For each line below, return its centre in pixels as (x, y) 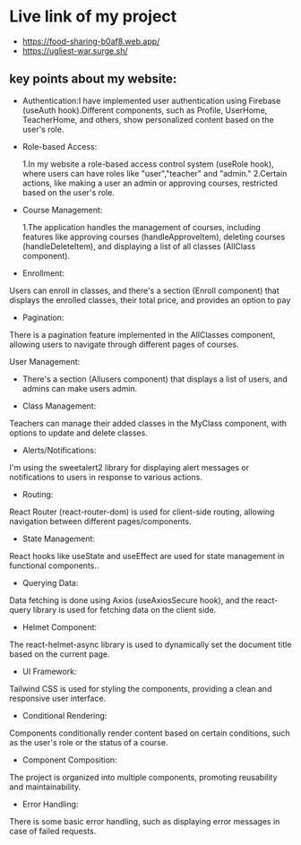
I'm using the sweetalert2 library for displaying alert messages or (129, 467)
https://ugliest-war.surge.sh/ (75, 50)
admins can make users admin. (80, 388)
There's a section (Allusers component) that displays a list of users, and (155, 379)
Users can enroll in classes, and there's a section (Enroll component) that (144, 290)
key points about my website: (93, 79)
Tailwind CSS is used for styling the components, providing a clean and (141, 688)
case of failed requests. (53, 831)
